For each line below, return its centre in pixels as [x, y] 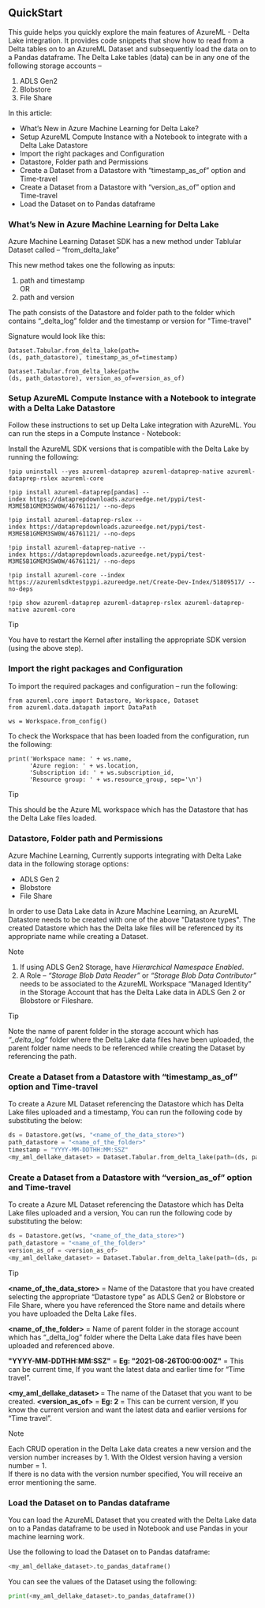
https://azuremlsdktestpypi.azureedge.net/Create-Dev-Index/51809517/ [127, 582]
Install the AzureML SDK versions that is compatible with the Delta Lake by [129, 449]
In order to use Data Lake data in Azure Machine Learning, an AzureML [123, 911]
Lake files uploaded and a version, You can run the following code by [120, 1213]
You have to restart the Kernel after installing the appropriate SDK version [127, 640]
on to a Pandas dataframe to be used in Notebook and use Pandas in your [128, 1528]
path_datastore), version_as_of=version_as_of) [105, 378]
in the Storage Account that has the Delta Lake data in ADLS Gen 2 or [132, 992]
